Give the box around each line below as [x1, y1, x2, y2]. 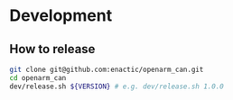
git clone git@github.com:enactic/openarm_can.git [9, 65, 204, 74]
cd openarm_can [9, 73, 67, 82]
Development [9, 5, 113, 26]
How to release [9, 41, 96, 57]
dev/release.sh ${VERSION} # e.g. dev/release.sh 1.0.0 [9, 82, 224, 91]
